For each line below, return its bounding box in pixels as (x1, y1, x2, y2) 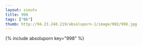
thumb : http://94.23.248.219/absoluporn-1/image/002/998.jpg (5, 21, 137, 27)
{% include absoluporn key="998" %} (5, 35, 85, 41)
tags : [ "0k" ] (5, 17, 33, 22)
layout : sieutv (5, 7, 38, 13)
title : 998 (5, 12, 28, 17)
